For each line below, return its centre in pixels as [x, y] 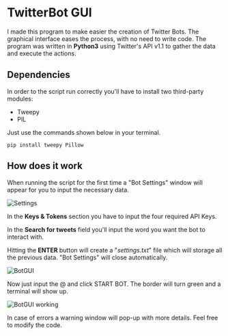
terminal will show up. [38, 291]
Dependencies [39, 75]
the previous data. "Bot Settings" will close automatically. [87, 257]
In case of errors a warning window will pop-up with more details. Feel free [113, 318]
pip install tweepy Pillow [45, 145]
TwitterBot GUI [49, 13]
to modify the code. [35, 325]
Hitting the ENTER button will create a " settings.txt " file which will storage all [115, 250]
